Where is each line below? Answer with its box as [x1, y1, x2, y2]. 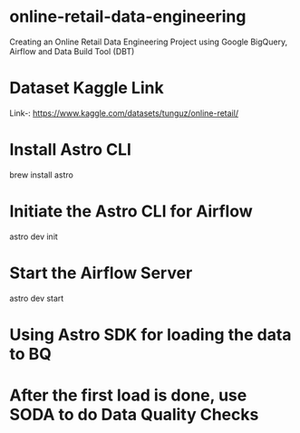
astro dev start [9, 293, 64, 303]
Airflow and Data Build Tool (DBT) [9, 45, 135, 56]
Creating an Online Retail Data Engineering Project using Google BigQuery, [9, 36, 288, 47]
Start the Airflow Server [9, 263, 193, 283]
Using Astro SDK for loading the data [9, 324, 292, 345]
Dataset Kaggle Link [9, 78, 165, 99]
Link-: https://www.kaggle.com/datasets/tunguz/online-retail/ [9, 107, 238, 119]
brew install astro [9, 169, 74, 180]
